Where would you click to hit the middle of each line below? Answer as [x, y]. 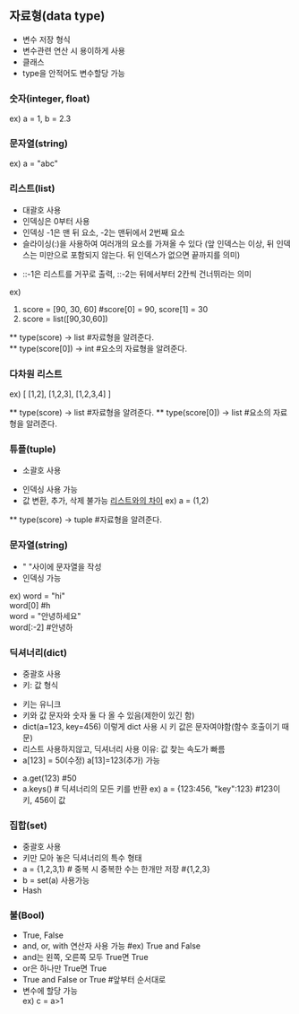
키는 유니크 [42, 704]
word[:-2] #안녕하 [41, 627]
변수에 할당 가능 [50, 991]
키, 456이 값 [44, 800]
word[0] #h [30, 605]
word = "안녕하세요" [45, 616]
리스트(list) [32, 188]
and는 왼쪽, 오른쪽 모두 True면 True [85, 957]
